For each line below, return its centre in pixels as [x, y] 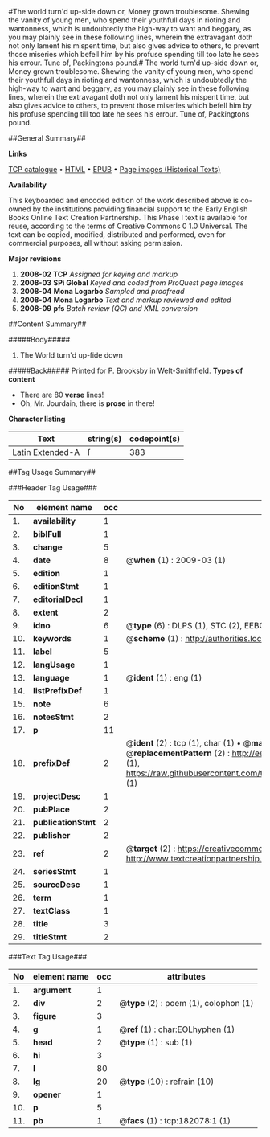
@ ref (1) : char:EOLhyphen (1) [177, 1029]
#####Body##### [39, 339]
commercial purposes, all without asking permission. [96, 243]
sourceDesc [57, 885]
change [48, 547]
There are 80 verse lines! [62, 395]
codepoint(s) [155, 439]
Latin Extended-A [46, 452]
